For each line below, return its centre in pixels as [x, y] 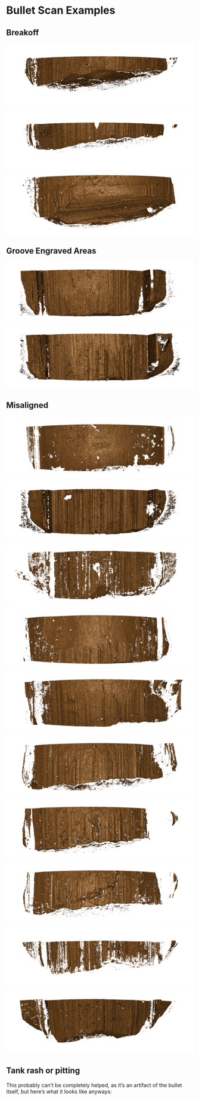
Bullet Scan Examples [61, 10]
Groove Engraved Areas [51, 251]
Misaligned [27, 405]
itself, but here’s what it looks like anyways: [59, 1091]
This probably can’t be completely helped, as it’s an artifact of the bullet [94, 1085]
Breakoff [23, 33]
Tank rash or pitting [43, 1071]
